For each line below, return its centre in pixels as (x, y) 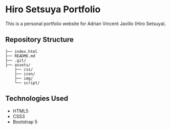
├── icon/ (25, 74)
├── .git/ (16, 60)
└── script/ (27, 83)
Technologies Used (37, 99)
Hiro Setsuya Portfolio (53, 9)
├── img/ (24, 78)
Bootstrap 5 (25, 122)
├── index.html (22, 51)
